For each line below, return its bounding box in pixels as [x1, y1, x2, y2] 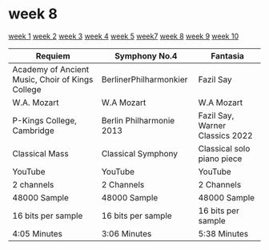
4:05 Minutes [12, 228, 62, 239]
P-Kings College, [12, 115, 78, 126]
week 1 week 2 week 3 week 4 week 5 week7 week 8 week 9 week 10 [8, 31, 239, 41]
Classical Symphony [101, 147, 179, 159]
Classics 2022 [198, 130, 254, 141]
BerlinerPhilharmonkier [101, 74, 188, 85]
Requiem [35, 50, 70, 61]
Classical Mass [12, 147, 70, 159]
